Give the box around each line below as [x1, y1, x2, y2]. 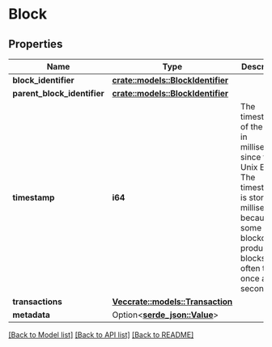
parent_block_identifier [12, 88, 104, 99]
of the [240, 121, 263, 132]
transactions [12, 296, 62, 307]
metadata [12, 309, 50, 320]
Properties [8, 37, 63, 51]
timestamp [12, 192, 55, 203]
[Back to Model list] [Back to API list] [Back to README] [8, 330, 194, 340]
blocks [240, 252, 266, 264]
